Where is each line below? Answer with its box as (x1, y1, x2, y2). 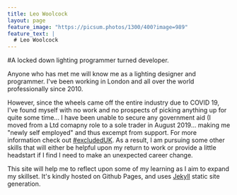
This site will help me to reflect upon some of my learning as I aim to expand (7, 165, 230, 173)
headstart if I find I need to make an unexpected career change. (7, 151, 193, 160)
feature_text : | (7, 30, 55, 37)
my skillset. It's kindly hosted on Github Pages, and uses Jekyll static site (7, 172, 221, 181)
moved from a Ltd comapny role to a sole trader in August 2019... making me (7, 121, 231, 129)
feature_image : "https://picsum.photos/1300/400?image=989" (7, 23, 189, 30)
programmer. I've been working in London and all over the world (7, 77, 195, 85)
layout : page (7, 17, 46, 24)
